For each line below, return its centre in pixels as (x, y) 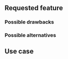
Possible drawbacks (30, 22)
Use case (19, 51)
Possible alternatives (30, 35)
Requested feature (34, 8)
